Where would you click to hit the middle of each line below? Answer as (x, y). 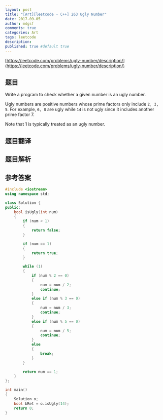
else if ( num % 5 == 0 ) (56, 321)
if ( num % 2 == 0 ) (50, 276)
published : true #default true (37, 46)
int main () (16, 390)
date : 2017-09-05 (23, 19)
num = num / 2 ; (56, 285)
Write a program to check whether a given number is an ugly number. (76, 95)
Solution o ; (26, 399)
